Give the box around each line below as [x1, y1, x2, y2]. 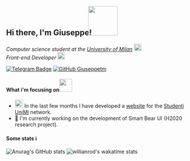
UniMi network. [14, 109, 52, 116]
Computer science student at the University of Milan [6, 45, 133, 53]
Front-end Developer [6, 54, 57, 61]
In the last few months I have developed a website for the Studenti [24, 102, 184, 109]
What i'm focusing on [6, 86, 60, 94]
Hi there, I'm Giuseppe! [6, 28, 92, 38]
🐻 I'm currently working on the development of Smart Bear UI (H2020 [14, 115, 182, 122]
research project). [14, 121, 59, 128]
